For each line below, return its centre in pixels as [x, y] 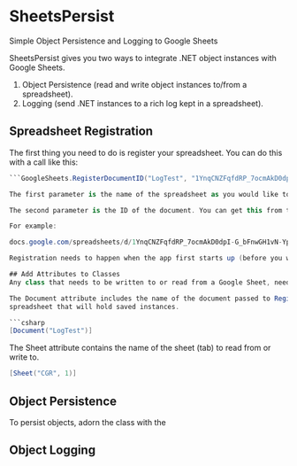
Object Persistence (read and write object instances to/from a [134, 84]
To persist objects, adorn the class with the [88, 422]
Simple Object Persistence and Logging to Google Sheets [114, 41]
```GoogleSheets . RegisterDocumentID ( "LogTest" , [99, 178]
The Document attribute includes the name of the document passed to [140, 299]
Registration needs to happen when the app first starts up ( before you [146, 259]
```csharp [27, 322]
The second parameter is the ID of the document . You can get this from [146, 210]
